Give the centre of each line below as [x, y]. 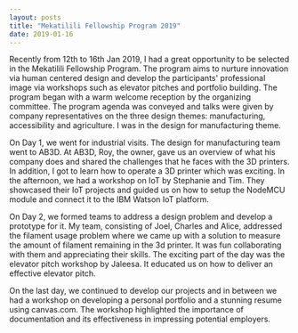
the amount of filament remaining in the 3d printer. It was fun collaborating [145, 245]
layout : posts [36, 17]
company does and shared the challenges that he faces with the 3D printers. [149, 162]
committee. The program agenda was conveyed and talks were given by [141, 107]
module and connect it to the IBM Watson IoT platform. [109, 199]
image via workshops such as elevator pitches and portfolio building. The [143, 88]
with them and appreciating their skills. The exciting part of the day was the [147, 255]
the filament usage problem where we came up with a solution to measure [145, 236]
